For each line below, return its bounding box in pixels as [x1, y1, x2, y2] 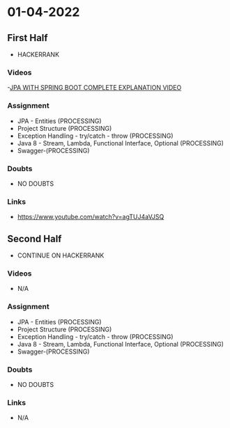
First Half [7, 32, 48, 44]
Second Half [7, 232, 62, 244]
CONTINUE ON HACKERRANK [17, 251, 105, 260]
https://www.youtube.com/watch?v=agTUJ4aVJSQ [17, 213, 164, 221]
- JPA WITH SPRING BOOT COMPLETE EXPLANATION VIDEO [7, 84, 182, 92]
